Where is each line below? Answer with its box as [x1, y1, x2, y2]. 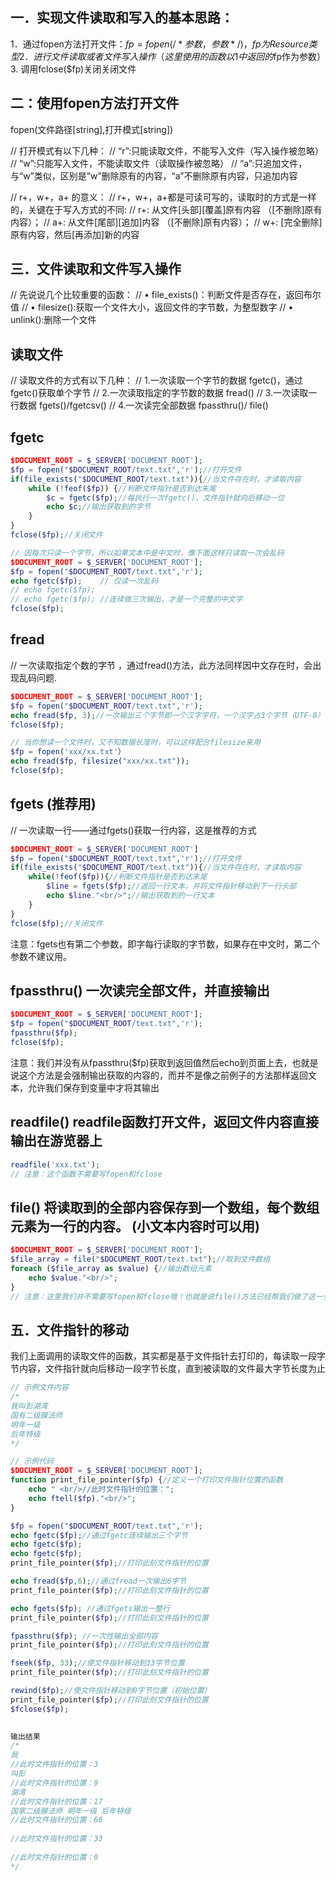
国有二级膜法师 [10, 1410, 63, 1420]
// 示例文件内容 [10, 1383, 69, 1393]
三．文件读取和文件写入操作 [10, 261, 182, 278]
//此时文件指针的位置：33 [10, 1834, 103, 1844]
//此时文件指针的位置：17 [10, 1796, 103, 1807]
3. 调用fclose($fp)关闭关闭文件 [10, 63, 137, 75]
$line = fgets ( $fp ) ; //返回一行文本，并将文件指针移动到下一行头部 [46, 881, 297, 892]
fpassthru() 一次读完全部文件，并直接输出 [10, 982, 270, 999]
